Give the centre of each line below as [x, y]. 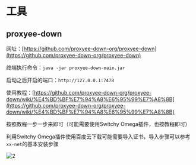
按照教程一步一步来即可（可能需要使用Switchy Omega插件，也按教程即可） [98, 124]
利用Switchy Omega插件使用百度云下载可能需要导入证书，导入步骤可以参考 [98, 137]
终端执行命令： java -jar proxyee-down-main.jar [66, 67]
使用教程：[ [20, 93]
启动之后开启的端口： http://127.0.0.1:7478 [60, 80]
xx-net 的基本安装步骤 [32, 144]
